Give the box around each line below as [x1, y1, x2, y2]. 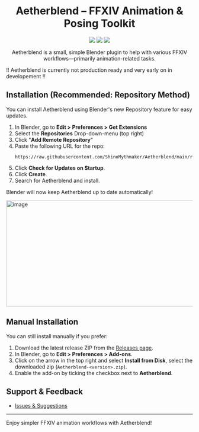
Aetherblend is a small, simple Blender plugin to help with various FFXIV [11, 49, 188, 56]
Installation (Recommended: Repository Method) [6, 90, 191, 100]
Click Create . [14, 170, 47, 177]
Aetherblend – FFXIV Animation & [15, 4, 184, 18]
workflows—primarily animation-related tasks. [43, 55, 156, 62]
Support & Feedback [6, 386, 84, 396]
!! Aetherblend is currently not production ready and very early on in [6, 66, 173, 74]
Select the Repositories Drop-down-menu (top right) [14, 129, 144, 137]
